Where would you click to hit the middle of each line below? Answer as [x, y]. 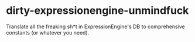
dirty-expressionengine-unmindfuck [97, 11]
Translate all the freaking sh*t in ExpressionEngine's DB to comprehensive [96, 26]
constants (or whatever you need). [48, 32]
